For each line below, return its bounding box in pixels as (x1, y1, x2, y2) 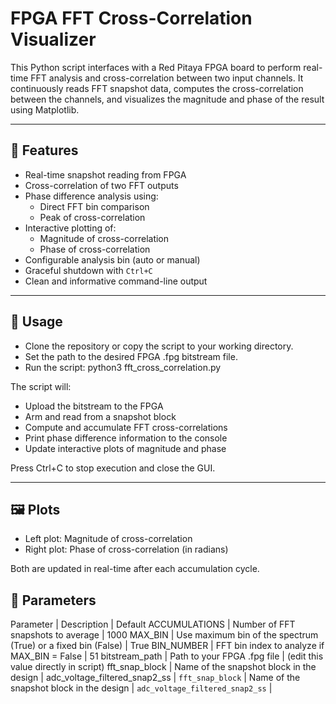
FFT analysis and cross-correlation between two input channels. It (30, 72, 304, 84)
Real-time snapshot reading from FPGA (24, 168, 187, 181)
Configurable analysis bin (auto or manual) (24, 253, 201, 266)
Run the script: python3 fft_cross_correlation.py (24, 361, 222, 373)
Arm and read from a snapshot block (24, 410, 177, 422)
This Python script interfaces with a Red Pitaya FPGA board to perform (10, 61, 302, 73)
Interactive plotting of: (24, 222, 117, 234)
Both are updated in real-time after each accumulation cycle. (10, 563, 260, 575)
